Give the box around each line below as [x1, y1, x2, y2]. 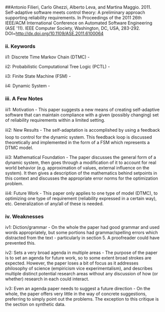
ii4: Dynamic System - [5, 83, 50, 89]
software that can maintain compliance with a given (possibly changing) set [5, 111, 159, 118]
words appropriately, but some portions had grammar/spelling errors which [5, 229, 158, 235]
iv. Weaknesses [5, 213, 44, 220]
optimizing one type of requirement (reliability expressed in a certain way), [5, 195, 157, 201]
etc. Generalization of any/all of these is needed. [5, 201, 104, 207]
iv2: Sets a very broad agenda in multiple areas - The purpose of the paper [5, 250, 158, 256]
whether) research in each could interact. [5, 276, 89, 282]
